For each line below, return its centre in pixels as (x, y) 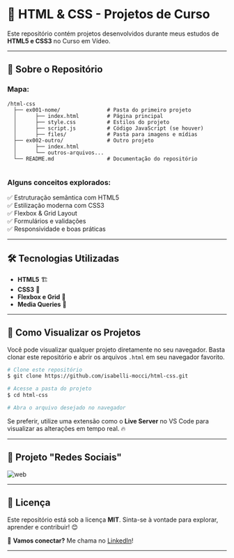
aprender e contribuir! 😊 (43, 527)
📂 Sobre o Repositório (55, 69)
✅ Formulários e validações (47, 221)
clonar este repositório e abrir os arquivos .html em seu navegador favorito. (116, 357)
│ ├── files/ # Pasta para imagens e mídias (106, 134)
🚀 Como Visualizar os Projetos (74, 333)
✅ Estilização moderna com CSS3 (56, 205)
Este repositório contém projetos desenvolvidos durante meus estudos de (113, 33)
